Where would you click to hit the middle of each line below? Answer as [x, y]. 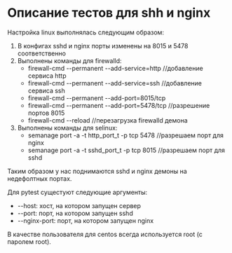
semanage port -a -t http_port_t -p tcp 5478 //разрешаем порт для [126, 135]
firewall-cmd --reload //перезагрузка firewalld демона [108, 120]
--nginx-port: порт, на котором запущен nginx [86, 220]
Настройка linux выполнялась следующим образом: [86, 32]
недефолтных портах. [40, 178]
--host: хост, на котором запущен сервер [79, 205]
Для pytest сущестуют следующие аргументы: [77, 192]
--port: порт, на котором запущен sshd [75, 213]
